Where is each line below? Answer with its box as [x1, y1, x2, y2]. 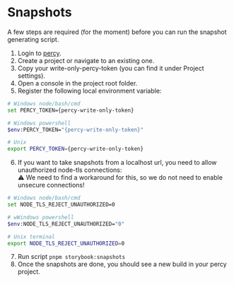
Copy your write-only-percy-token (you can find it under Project [17, 64, 204, 72]
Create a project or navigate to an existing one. [17, 56, 155, 64]
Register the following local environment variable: [17, 86, 162, 95]
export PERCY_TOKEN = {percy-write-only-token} [7, 146, 144, 153]
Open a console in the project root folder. [17, 79, 138, 87]
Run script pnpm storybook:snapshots [17, 253, 126, 261]
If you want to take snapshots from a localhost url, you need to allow [17, 158, 217, 167]
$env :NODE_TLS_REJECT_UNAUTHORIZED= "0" [7, 220, 125, 227]
